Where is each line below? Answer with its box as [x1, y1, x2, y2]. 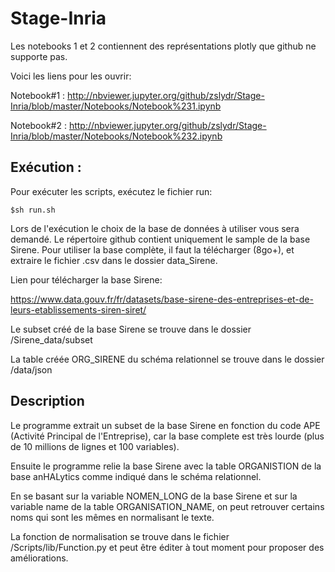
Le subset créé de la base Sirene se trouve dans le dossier [10, 323, 252, 335]
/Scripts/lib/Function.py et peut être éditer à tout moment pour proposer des [10, 541, 325, 553]
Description [10, 393, 85, 410]
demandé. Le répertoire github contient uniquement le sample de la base [10, 233, 311, 245]
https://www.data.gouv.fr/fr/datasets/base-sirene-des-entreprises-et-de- [10, 293, 314, 305]
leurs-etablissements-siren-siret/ [10, 303, 147, 316]
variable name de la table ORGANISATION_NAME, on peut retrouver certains [10, 500, 325, 512]
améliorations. [10, 552, 69, 564]
